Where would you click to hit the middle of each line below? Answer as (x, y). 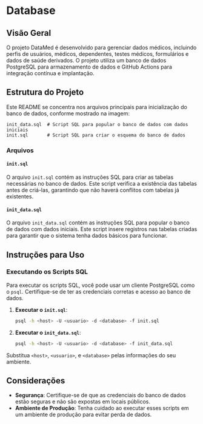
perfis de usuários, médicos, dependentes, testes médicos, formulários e (98, 54)
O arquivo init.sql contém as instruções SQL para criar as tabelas (90, 177)
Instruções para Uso (45, 254)
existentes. (20, 196)
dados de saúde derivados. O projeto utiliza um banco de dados (86, 60)
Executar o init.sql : (41, 309)
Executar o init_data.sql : (48, 332)
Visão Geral (29, 33)
